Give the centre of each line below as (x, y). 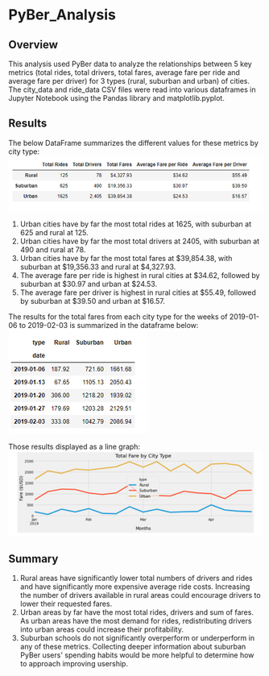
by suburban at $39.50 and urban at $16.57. (92, 301)
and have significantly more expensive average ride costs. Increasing (135, 587)
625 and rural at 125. (54, 232)
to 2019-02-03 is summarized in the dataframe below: (109, 325)
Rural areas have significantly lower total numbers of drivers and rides (137, 579)
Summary (33, 559)
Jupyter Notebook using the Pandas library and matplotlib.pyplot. (117, 98)
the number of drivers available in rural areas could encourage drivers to (140, 595)
